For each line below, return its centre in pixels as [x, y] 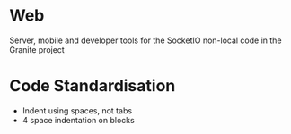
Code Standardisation [93, 86]
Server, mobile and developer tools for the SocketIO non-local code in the [145, 40]
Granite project [37, 49]
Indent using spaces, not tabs [77, 110]
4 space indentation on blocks [78, 120]
